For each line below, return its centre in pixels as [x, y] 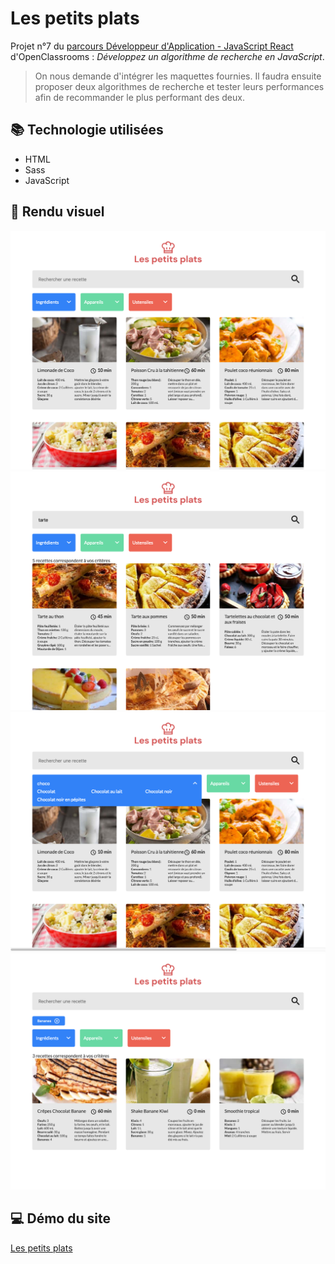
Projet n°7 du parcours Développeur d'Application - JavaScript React [152, 46]
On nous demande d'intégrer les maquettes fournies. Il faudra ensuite [178, 76]
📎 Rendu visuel [57, 212]
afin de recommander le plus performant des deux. [139, 97]
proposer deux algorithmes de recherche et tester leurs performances [179, 86]
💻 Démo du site [60, 1218]
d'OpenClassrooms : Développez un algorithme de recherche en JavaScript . [167, 56]
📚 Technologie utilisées [87, 130]
